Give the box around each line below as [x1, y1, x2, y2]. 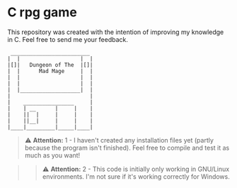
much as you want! [24, 150, 81, 160]
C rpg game [7, 4, 78, 21]
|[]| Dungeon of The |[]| [7, 61, 93, 68]
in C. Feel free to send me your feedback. [7, 35, 129, 43]
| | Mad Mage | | [7, 67, 93, 74]
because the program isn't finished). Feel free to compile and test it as [24, 143, 230, 152]
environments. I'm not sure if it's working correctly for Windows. [42, 172, 230, 181]
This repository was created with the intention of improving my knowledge [7, 28, 224, 36]
